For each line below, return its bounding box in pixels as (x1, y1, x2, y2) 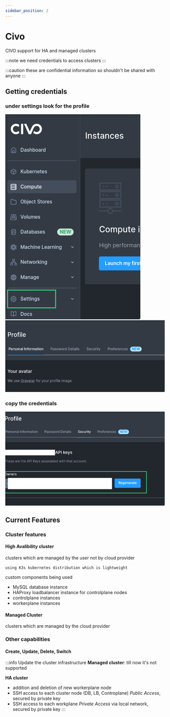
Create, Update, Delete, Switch (5, 648, 72, 655)
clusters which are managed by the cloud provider (5, 623, 110, 629)
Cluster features (5, 531, 47, 538)
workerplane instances (12, 600, 61, 606)
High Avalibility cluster (5, 543, 54, 549)
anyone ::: (5, 73, 26, 79)
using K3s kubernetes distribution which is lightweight (5, 565, 128, 570)
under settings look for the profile (5, 102, 90, 109)
